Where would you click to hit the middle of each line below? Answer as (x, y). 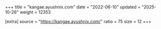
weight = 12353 (35, 12)
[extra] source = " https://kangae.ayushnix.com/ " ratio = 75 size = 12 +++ (78, 22)
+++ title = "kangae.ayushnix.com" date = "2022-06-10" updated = (73, 7)
